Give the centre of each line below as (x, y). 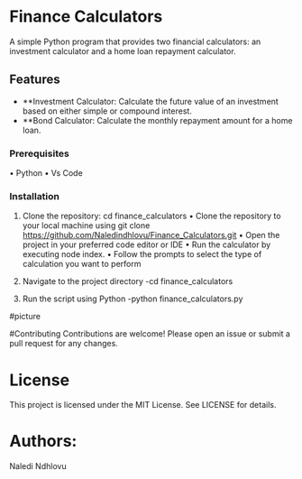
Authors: (43, 442)
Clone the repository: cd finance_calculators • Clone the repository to (151, 216)
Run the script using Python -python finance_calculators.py (133, 299)
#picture (25, 317)
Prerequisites (39, 153)
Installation (35, 196)
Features (35, 80)
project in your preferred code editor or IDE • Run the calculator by (146, 244)
